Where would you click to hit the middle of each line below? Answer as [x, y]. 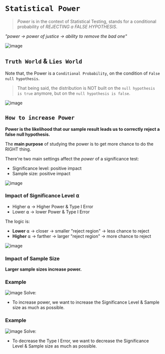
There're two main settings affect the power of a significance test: [72, 158]
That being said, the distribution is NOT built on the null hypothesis [86, 88]
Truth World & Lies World [44, 61]
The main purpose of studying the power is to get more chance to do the [79, 144]
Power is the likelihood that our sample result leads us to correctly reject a [82, 129]
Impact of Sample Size [33, 258]
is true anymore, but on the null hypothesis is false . [74, 93]
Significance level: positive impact [47, 168]
